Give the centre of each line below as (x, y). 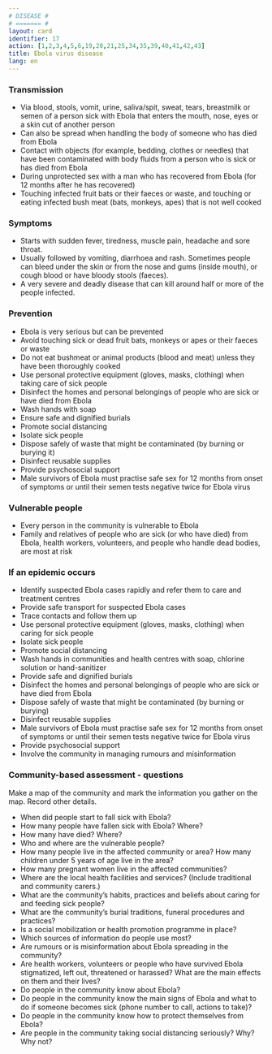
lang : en (23, 62)
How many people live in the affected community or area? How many (136, 851)
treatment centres (50, 598)
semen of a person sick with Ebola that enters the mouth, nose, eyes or (139, 116)
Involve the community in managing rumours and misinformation (128, 754)
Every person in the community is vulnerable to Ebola (109, 525)
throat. (31, 249)
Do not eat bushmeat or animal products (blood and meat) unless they (138, 357)
